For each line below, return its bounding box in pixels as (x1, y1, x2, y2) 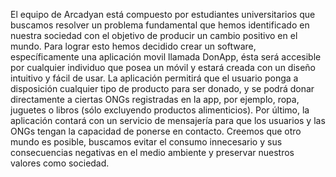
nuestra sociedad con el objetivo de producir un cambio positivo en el (10, 30, 298, 41)
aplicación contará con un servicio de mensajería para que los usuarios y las (10, 115, 326, 126)
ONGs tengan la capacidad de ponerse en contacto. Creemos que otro (10, 125, 302, 137)
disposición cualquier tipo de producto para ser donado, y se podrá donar (10, 83, 315, 94)
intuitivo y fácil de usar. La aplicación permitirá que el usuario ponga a (10, 72, 299, 84)
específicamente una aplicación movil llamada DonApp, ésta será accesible (10, 51, 322, 63)
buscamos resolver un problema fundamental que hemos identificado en (10, 19, 310, 31)
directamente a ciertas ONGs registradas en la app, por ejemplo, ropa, (10, 94, 300, 105)
